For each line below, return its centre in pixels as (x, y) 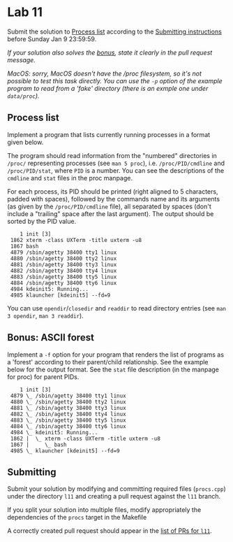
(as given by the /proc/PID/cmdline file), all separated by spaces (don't (109, 206)
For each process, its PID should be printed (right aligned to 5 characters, (113, 191)
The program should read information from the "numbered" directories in (112, 155)
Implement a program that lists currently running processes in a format (109, 134)
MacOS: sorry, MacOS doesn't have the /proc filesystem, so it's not (105, 73)
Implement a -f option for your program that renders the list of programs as (116, 355)
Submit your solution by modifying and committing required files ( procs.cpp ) (117, 489)
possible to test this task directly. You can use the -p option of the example (115, 80)
